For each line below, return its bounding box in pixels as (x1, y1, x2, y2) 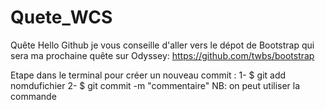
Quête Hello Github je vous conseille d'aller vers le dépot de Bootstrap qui (10, 39, 315, 51)
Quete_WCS (10, 6, 113, 29)
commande (10, 90, 57, 102)
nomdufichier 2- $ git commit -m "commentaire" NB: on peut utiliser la (10, 79, 301, 91)
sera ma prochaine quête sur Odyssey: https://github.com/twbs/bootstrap (10, 49, 315, 61)
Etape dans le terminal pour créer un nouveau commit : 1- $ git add (10, 69, 287, 81)
